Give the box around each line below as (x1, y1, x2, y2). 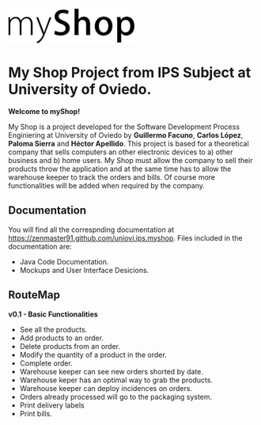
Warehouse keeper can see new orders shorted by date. (19, 366, 204, 376)
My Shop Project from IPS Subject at (8, 64, 252, 82)
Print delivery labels (19, 400, 85, 410)
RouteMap (8, 288, 61, 302)
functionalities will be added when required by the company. (8, 180, 206, 190)
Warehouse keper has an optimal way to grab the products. (19, 375, 214, 385)
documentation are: (8, 241, 73, 251)
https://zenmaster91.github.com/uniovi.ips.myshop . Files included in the (8, 233, 243, 242)
